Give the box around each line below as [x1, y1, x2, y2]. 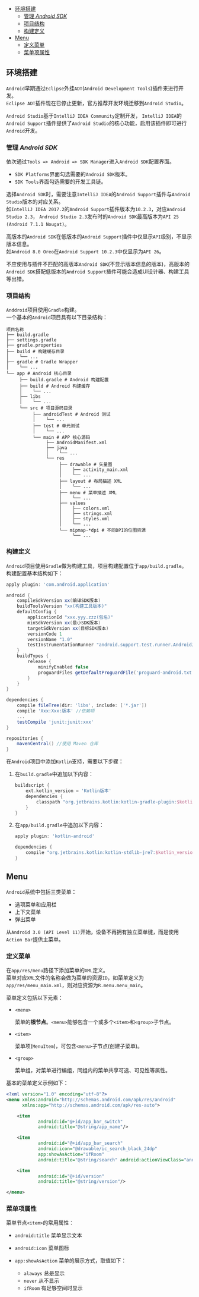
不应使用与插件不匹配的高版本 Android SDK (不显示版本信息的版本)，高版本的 [6, 260, 190, 268]
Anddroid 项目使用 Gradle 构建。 [6, 306, 80, 313]
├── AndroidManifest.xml [46, 439, 108, 446]
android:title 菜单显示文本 [14, 1232, 82, 1239]
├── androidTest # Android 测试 [32, 412, 111, 417]
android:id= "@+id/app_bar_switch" [37, 1119, 123, 1125]
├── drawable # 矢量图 [59, 461, 113, 468]
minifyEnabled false [37, 664, 89, 670]
